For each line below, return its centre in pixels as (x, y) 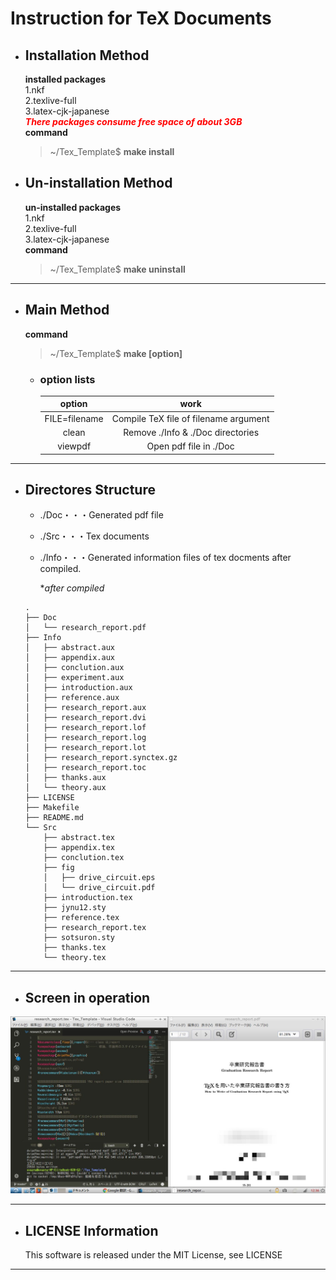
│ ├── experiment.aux (74, 678)
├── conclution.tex (84, 858)
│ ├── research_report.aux (85, 708)
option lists (67, 379)
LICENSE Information (91, 1230)
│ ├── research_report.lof (85, 728)
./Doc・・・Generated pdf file (101, 515)
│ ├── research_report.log (85, 738)
